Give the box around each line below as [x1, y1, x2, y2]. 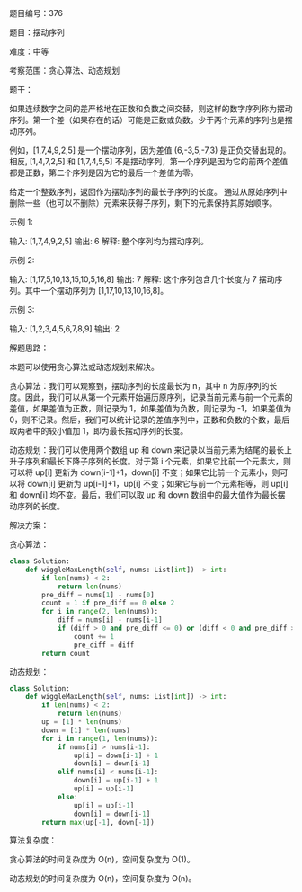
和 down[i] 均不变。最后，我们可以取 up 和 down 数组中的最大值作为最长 [9, 490, 278, 500]
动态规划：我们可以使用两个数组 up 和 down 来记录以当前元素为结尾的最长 [9, 445, 285, 455]
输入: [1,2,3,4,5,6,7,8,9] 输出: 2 [9, 323, 120, 334]
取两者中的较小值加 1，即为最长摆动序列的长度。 [9, 426, 189, 436]
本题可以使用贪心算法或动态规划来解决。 [9, 362, 159, 372]
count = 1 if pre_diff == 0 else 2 [41, 598, 175, 608]
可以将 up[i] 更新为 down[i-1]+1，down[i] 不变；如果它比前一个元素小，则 [9, 467, 280, 478]
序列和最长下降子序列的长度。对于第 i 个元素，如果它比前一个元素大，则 [24, 456, 292, 466]
